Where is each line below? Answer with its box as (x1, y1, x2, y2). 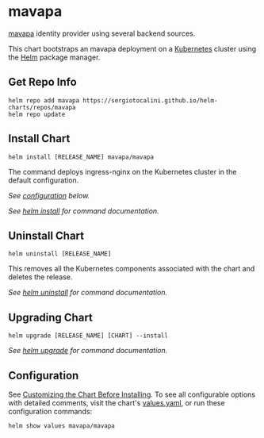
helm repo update (8, 110, 66, 118)
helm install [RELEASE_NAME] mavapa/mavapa (8, 153, 155, 161)
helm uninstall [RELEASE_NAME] (8, 250, 112, 258)
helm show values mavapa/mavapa (8, 422, 115, 430)
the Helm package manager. (8, 52, 101, 62)
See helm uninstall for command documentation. (8, 288, 168, 298)
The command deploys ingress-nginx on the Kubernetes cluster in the (8, 167, 237, 176)
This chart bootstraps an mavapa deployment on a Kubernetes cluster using (8, 44, 257, 53)
